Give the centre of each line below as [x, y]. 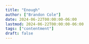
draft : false [19, 33]
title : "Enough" [23, 10]
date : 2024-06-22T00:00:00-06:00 [41, 19]
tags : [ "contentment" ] [30, 29]
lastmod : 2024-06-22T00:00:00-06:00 [44, 24]
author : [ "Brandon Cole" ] [33, 15]
